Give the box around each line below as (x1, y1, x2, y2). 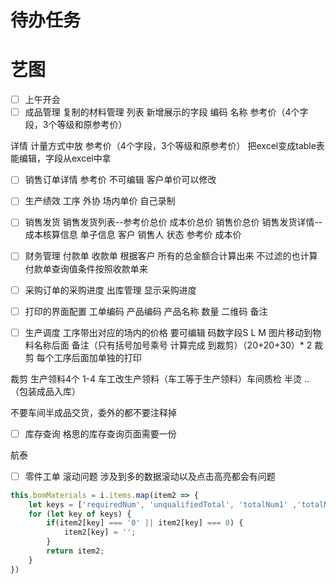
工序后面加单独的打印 (53, 351, 142, 363)
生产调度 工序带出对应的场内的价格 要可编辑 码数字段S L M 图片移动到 (24, 326, 313, 338)
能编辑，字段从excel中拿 (10, 152, 112, 165)
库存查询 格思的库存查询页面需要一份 (24, 427, 177, 440)
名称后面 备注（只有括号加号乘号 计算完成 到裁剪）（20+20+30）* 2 (33, 339, 313, 351)
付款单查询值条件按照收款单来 (24, 262, 148, 275)
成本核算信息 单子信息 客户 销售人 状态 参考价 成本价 (24, 229, 242, 241)
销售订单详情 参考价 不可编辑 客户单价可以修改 (24, 174, 217, 186)
